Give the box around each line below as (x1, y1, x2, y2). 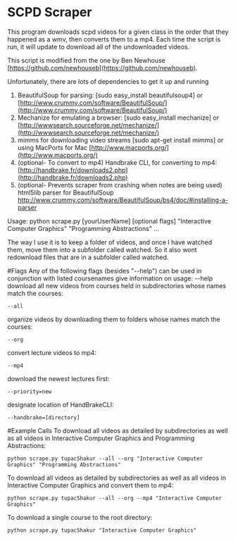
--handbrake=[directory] (7, 413, 80, 421)
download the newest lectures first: (7, 374, 110, 383)
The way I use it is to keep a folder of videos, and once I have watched (7, 237, 213, 247)
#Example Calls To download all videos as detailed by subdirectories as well (7, 426, 228, 435)
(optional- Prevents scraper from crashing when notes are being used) (17, 180, 223, 189)
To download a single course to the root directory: (7, 513, 153, 521)
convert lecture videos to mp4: (7, 348, 97, 356)
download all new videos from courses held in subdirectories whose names (7, 281, 227, 290)
